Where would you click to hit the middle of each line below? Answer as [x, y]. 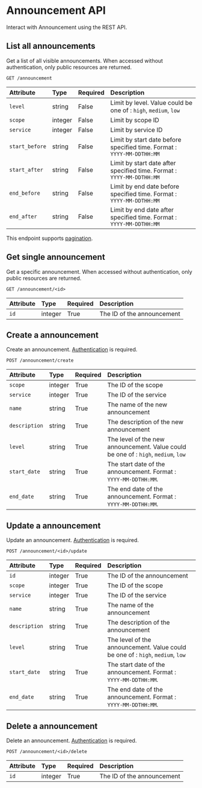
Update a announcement [54, 525]
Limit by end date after [142, 210]
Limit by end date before [145, 186]
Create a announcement [53, 335]
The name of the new [137, 405]
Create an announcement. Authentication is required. [72, 350]
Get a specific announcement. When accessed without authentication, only [99, 271]
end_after [23, 216]
